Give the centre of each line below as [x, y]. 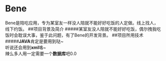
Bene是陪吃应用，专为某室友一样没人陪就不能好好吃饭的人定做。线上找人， [82, 23]
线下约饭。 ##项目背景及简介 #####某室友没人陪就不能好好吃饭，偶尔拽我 [81, 29]
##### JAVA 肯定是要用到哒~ [34, 41]
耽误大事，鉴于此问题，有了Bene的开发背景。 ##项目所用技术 [81, 35]
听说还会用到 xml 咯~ [25, 47]
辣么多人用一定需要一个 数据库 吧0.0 [41, 53]
